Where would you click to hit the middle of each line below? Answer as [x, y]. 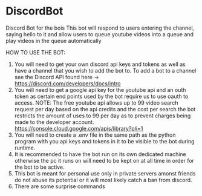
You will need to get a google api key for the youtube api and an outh [100, 90]
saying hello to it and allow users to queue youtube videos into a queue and [100, 34]
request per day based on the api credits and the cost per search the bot [105, 109]
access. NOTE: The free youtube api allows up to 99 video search [96, 103]
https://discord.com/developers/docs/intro [67, 83]
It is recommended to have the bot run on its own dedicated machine [100, 154]
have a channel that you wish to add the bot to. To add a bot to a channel [105, 70]
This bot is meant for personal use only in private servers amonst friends [105, 173]
